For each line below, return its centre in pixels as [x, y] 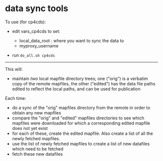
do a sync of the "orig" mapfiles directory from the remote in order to [81, 108]
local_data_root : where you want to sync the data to [72, 40]
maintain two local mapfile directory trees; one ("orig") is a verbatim [80, 79]
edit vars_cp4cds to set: [36, 31]
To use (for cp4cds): [25, 22]
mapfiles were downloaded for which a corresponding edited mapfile [81, 123]
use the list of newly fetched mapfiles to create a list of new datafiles [81, 144]
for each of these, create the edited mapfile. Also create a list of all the [82, 133]
